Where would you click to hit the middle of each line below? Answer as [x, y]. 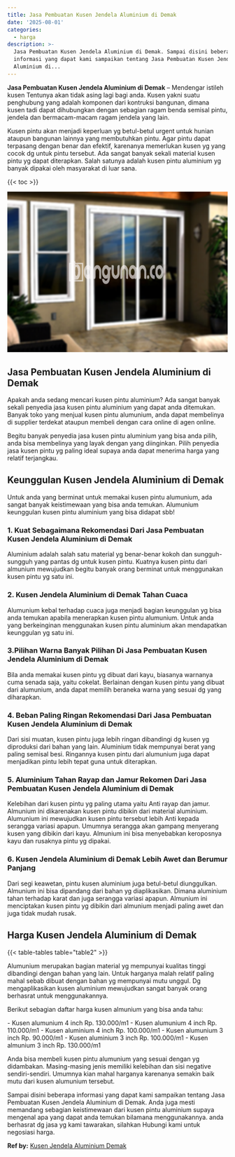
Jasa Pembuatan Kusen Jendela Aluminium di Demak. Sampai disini [111, 52]
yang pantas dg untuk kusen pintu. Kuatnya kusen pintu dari [121, 562]
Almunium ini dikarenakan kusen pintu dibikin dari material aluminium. [108, 811]
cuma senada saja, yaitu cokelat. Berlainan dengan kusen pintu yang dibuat [116, 682]
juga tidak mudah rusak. [42, 913]
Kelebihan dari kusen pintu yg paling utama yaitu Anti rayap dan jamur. [109, 804]
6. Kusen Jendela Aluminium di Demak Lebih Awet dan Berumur [117, 860]
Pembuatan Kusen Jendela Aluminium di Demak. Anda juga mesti [101, 1102]
